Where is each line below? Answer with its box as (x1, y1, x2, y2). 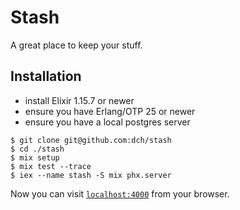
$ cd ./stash (10, 144, 65, 154)
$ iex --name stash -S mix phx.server (10, 170, 172, 180)
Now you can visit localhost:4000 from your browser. (10, 187, 230, 200)
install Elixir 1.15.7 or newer (24, 94, 135, 106)
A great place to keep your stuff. (10, 39, 143, 51)
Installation (10, 68, 82, 85)
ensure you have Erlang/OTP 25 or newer (24, 105, 196, 117)
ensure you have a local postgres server (24, 116, 191, 128)
